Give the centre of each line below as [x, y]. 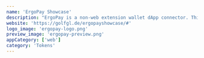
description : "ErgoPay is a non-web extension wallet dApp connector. [97, 18]
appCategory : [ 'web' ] [34, 40]
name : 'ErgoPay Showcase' [39, 12]
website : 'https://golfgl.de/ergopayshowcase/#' [69, 23]
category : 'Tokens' [31, 46]
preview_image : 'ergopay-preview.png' [55, 34]
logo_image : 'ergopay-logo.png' [47, 29]
